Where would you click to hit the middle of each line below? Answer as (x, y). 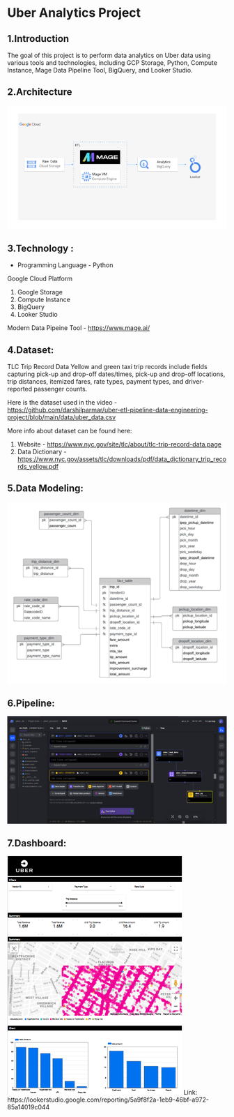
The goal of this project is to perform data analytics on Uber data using (109, 55)
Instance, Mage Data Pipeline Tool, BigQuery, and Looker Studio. (100, 70)
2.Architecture (40, 92)
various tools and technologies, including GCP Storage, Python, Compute (112, 63)
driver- (195, 381)
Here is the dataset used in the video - (62, 402)
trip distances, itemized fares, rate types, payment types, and (95, 381)
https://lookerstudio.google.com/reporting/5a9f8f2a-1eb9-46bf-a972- (108, 1100)
